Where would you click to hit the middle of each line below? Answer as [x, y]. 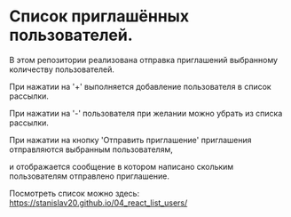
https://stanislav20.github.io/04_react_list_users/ [98, 203]
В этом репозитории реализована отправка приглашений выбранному [143, 60]
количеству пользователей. [62, 69]
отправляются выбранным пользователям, [91, 149]
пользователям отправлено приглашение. [90, 176]
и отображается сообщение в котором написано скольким [122, 166]
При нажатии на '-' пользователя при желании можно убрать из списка [146, 113]
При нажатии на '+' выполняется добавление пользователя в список [141, 86]
